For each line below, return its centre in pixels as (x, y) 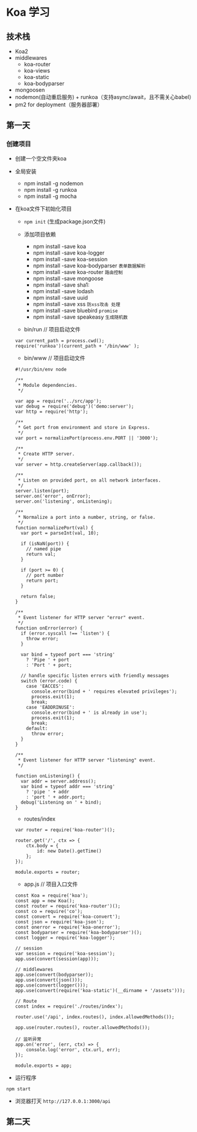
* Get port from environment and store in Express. (84, 427)
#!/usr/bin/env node (41, 369)
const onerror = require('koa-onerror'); (67, 927)
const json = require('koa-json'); (60, 922)
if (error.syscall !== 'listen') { (65, 633)
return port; (42, 580)
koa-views (37, 71)
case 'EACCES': (45, 686)
